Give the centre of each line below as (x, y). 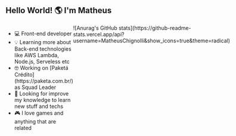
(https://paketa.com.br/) (44, 81)
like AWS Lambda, (36, 55)
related (23, 128)
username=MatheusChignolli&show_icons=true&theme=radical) (152, 41)
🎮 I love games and (39, 113)
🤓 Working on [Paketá (41, 67)
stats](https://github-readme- (155, 28)
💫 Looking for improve (41, 93)
